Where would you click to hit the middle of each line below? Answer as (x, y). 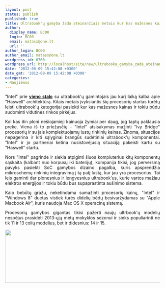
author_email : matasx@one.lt (35, 55)
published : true (22, 19)
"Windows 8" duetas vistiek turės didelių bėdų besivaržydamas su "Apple (82, 198)
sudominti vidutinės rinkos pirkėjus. (41, 112)
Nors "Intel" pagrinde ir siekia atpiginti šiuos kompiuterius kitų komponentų (82, 157)
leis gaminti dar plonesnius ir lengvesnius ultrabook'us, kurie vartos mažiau (82, 178)
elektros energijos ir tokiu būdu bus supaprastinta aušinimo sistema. (74, 183)
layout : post (18, 10)
